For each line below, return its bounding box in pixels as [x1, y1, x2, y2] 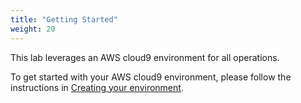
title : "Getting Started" [10, 14, 118, 25]
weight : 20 [10, 24, 56, 34]
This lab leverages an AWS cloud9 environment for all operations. [10, 51, 280, 63]
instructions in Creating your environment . [10, 81, 184, 93]
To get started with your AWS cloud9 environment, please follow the [10, 71, 292, 83]
